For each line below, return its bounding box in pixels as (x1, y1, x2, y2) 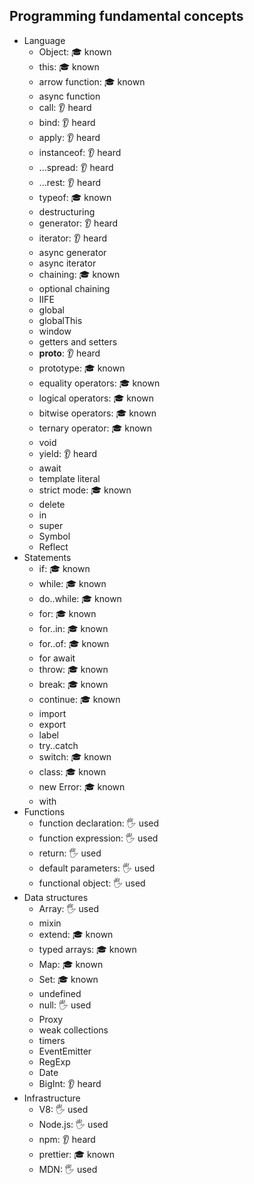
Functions (23, 805, 66, 818)
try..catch (38, 739, 79, 751)
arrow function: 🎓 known (38, 75, 146, 88)
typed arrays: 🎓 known (38, 943, 137, 955)
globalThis (38, 314, 83, 326)
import (38, 707, 67, 719)
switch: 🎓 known (38, 750, 112, 763)
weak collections (38, 1024, 109, 1036)
